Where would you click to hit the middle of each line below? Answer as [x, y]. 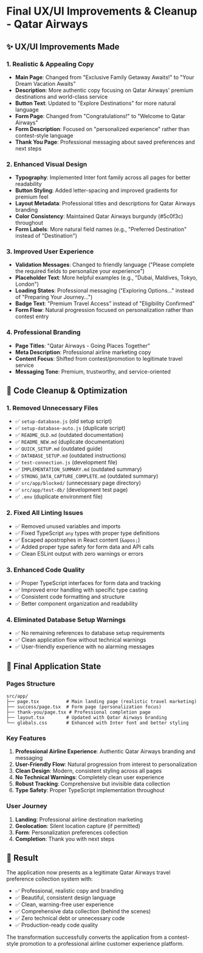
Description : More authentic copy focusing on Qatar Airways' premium [104, 90]
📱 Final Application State [54, 666]
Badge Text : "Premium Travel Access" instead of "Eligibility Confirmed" [105, 303]
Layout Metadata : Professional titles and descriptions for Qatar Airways [105, 204]
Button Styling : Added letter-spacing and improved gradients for [96, 191]
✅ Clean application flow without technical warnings [81, 640]
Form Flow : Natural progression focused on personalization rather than [104, 310]
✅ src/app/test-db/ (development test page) [71, 490]
